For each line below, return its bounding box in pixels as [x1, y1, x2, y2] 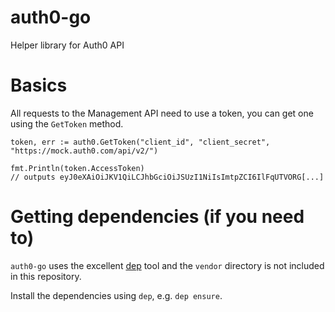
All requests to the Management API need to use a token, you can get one [10, 107, 314, 119]
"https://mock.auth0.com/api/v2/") [10, 146, 159, 156]
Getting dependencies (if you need [10, 206, 305, 228]
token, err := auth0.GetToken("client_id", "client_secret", [10, 137, 271, 147]
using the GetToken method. [10, 117, 124, 130]
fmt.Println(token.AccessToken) [10, 163, 145, 173]
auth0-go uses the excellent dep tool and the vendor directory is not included [10, 259, 325, 271]
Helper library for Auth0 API [10, 39, 125, 51]
